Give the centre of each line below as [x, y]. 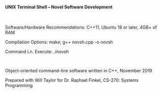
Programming [19, 86]
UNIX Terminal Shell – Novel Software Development [59, 7]
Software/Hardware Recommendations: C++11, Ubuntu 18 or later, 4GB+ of [81, 28]
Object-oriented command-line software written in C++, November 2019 [79, 71]
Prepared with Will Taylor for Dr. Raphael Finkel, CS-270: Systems [72, 80]
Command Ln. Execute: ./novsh [37, 52]
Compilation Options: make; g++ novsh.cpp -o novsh [59, 42]
